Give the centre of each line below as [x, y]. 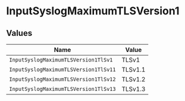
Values [19, 33]
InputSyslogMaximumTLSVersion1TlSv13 [62, 89]
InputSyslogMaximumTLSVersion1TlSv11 [62, 70]
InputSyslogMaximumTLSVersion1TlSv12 [62, 79]
